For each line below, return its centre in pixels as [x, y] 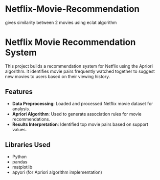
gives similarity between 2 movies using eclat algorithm [61, 22]
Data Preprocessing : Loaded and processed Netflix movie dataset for [82, 103]
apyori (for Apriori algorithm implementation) [57, 172]
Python [19, 157]
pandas [20, 161]
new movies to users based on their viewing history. [57, 76]
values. [19, 129]
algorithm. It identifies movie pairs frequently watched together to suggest [80, 71]
